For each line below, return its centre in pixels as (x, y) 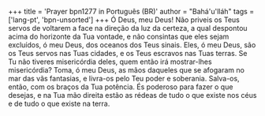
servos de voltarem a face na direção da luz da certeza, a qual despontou (128, 28)
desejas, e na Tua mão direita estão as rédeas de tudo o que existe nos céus (132, 95)
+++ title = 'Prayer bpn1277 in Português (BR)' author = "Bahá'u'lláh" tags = (131, 11)
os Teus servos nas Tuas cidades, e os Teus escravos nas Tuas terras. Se (128, 53)
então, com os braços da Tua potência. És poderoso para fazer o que (121, 87)
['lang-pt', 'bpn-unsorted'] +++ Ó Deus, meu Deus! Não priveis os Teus (124, 20)
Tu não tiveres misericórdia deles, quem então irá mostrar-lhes (110, 62)
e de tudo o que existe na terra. (59, 103)
